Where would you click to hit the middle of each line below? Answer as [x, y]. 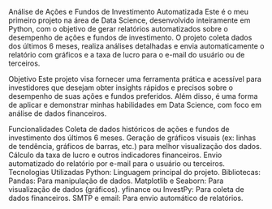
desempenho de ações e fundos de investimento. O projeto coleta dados [130, 37]
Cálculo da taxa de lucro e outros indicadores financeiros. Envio [115, 155]
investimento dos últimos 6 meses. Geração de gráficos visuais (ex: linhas [132, 138]
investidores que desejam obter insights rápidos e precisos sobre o [121, 87]
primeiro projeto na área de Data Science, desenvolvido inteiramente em [130, 20]
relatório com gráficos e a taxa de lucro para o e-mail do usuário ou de [127, 55]
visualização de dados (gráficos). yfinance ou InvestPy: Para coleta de [127, 189]
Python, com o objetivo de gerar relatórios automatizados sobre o [119, 29]
